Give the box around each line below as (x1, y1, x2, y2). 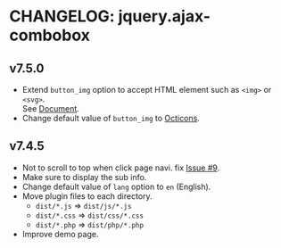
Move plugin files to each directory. (21, 190, 153, 202)
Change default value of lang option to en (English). (21, 181, 211, 192)
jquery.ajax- (118, 6, 211, 27)
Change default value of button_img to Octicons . (21, 113, 201, 123)
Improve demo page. (21, 228, 99, 239)
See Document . (21, 103, 80, 113)
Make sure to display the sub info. (21, 171, 147, 182)
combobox (9, 25, 91, 45)
